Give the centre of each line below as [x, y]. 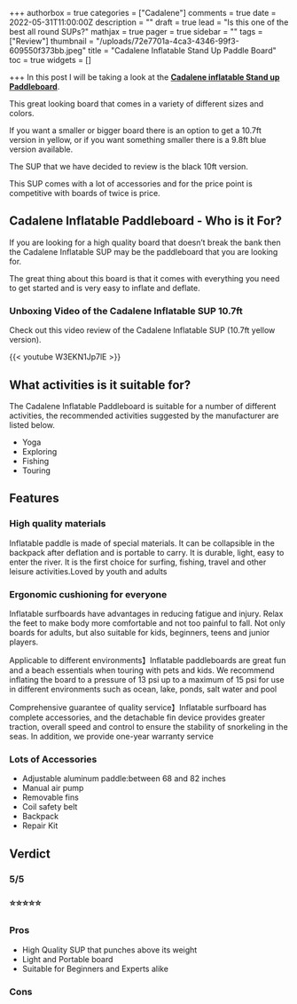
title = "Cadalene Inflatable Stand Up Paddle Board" [182, 51]
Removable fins [51, 797]
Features [34, 498]
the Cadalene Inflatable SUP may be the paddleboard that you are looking [144, 251]
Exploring [39, 451]
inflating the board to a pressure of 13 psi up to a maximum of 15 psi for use [147, 679]
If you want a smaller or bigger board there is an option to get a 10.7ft [135, 130]
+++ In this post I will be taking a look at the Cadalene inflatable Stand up [145, 77]
